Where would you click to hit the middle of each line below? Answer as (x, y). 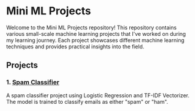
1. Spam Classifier (33, 82)
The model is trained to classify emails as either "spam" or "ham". (87, 101)
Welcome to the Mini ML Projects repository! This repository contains (92, 27)
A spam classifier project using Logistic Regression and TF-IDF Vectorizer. (98, 95)
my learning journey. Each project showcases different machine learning (95, 40)
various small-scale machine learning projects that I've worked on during (96, 33)
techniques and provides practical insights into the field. (75, 47)
